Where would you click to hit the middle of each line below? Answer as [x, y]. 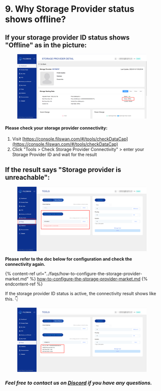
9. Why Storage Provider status [70, 9]
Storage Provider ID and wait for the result [54, 154]
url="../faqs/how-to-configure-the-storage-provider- [89, 273]
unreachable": [28, 178]
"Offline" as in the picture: [46, 45]
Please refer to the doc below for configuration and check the [69, 259]
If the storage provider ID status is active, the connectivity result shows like [80, 293]
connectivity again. [25, 264]
